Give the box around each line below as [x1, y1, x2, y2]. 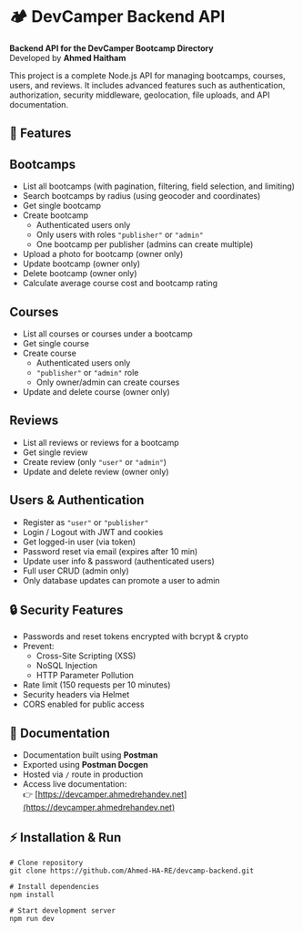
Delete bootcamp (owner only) [22, 268, 138, 279]
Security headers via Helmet [22, 689, 130, 700]
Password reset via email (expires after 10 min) [22, 545, 198, 556]
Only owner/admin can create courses [35, 377, 180, 388]
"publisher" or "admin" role [35, 367, 139, 378]
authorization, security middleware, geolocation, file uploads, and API [9, 89, 270, 100]
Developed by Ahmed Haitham [9, 52, 126, 63]
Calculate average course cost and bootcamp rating [22, 278, 218, 289]
